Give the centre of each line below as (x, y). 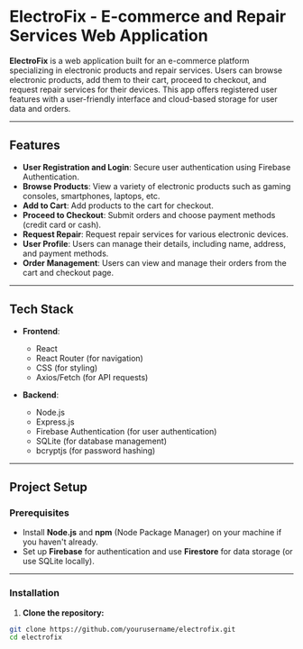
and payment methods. (65, 253)
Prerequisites (39, 513)
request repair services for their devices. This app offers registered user (143, 89)
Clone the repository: (63, 612)
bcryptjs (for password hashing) (96, 450)
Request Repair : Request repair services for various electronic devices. (155, 234)
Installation (35, 593)
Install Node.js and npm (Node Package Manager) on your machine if (152, 533)
